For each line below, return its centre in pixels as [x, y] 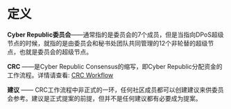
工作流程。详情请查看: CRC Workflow [60, 75]
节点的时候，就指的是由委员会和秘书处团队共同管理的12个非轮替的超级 [108, 43]
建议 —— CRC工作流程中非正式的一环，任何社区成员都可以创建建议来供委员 [115, 90]
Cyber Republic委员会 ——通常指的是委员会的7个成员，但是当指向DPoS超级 [115, 34]
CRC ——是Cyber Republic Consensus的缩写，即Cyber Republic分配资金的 [115, 66]
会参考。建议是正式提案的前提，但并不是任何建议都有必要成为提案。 [104, 98]
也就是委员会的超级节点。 [55, 52]
